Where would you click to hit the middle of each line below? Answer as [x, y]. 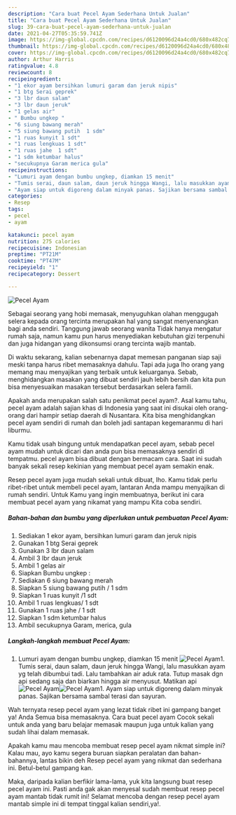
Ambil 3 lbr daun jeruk [50, 558]
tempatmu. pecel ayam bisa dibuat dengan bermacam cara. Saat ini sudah [115, 458]
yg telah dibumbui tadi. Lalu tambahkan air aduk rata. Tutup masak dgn [120, 673]
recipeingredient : [35, 79]
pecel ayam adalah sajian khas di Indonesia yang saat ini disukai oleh [107, 408]
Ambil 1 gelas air [42, 566]
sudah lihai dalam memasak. [49, 732]
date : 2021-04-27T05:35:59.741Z [55, 33]
